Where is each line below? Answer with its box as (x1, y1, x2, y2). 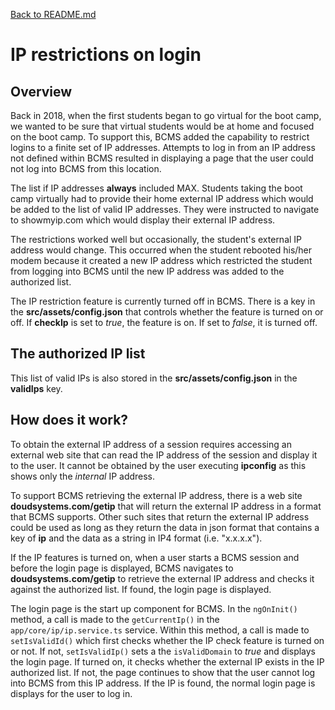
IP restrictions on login (10, 44, 202, 66)
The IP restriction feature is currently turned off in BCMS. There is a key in (10, 295, 316, 307)
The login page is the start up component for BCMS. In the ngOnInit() (10, 602, 298, 614)
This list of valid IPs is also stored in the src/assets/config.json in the (10, 372, 298, 384)
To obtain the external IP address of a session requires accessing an (10, 438, 292, 450)
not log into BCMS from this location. (10, 163, 162, 174)
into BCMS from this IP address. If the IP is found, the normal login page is (10, 677, 316, 689)
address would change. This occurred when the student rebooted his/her (10, 244, 313, 256)
